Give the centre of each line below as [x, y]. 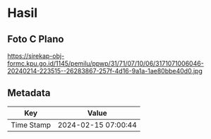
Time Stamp [31, 125]
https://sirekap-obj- [36, 56]
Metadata [29, 93]
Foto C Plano [36, 39]
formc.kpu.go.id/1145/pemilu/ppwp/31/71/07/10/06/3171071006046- [106, 64]
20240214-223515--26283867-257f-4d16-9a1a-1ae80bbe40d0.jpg [105, 71]
